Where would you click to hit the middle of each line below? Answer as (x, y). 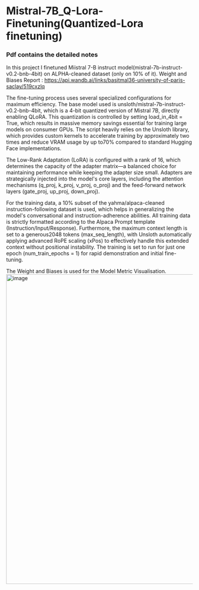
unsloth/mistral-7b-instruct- (152, 104)
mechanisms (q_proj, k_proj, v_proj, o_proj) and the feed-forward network (96, 185)
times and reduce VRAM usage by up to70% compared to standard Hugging (99, 142)
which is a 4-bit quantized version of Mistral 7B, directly (112, 110)
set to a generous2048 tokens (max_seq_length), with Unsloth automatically (99, 234)
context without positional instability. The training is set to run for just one (96, 247)
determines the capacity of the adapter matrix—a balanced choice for (91, 166)
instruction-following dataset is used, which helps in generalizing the (90, 210)
